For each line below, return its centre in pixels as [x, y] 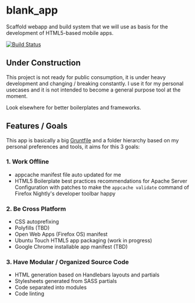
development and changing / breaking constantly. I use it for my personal [95, 83]
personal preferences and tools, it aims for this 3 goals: [73, 146]
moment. [17, 96]
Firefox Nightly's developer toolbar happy [65, 193]
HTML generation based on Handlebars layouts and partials [87, 275]
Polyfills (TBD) [32, 228]
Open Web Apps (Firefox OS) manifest [61, 234]
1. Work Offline [28, 162]
